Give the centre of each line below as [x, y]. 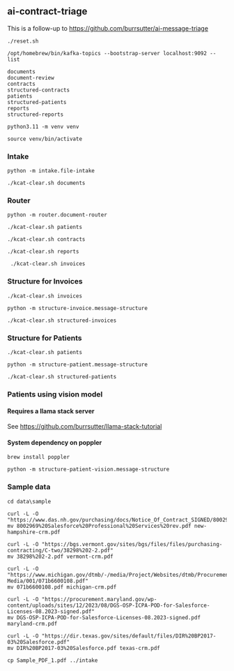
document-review [31, 78]
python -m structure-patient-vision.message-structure [88, 470]
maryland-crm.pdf [32, 624]
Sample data [29, 487]
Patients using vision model [55, 394]
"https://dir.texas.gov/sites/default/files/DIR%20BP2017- [129, 636]
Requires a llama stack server [51, 411]
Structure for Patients [45, 338]
